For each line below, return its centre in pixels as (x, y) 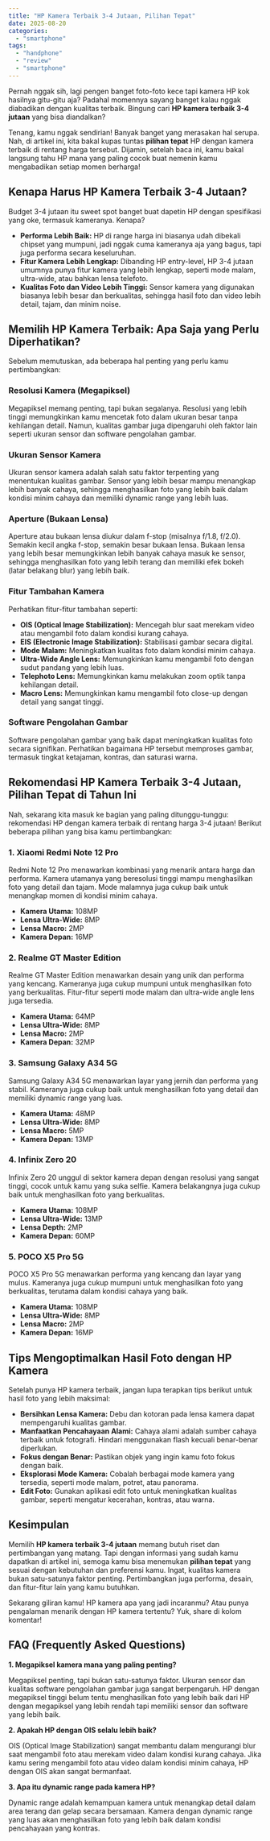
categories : (28, 31)
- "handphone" (39, 53)
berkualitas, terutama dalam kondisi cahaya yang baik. (98, 1291)
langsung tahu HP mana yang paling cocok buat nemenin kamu (113, 158)
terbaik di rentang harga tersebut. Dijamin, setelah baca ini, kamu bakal (126, 149)
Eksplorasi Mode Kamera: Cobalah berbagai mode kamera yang (127, 1474)
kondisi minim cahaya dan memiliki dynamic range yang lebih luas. (119, 498)
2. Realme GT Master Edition (65, 958)
